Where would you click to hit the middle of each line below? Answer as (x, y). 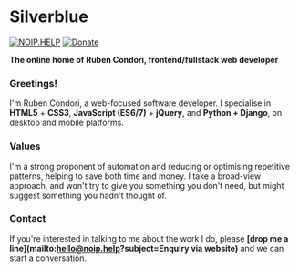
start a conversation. (48, 258)
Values (25, 146)
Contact (28, 219)
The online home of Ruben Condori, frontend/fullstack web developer (144, 59)
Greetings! (33, 83)
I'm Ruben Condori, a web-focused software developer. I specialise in (140, 103)
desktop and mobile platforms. (67, 123)
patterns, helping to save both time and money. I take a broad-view (135, 176)
